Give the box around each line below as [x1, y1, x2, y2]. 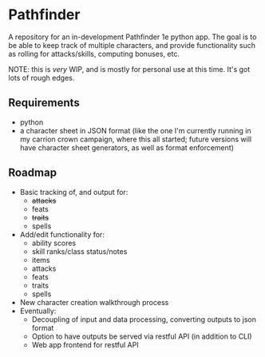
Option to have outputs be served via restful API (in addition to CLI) [31, 331, 253, 341]
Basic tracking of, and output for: [19, 187, 129, 196]
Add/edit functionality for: [19, 229, 105, 239]
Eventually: [19, 306, 57, 315]
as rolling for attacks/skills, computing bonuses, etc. [8, 49, 180, 58]
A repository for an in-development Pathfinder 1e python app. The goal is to [8, 32, 257, 42]
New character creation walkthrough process [19, 297, 169, 307]
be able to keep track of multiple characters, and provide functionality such [8, 40, 256, 50]
